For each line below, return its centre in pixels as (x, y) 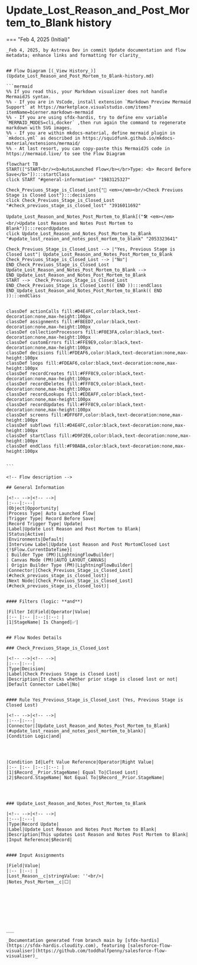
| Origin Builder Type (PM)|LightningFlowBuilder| (70, 565)
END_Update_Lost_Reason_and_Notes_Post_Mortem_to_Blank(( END (84, 291)
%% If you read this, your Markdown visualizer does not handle (87, 91)
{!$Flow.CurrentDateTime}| (39, 549)
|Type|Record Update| (33, 824)
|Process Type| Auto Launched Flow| (51, 513)
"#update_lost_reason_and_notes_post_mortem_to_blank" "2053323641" (92, 239)
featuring (113, 945)
